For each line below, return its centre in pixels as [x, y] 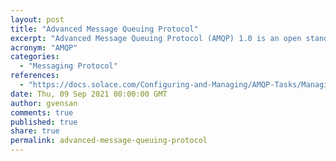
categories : [35, 57]
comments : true [42, 112]
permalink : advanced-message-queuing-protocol [109, 141]
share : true [35, 131]
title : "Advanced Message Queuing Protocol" [104, 29]
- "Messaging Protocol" [68, 66]
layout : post [37, 19]
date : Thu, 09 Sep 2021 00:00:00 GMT [89, 94]
